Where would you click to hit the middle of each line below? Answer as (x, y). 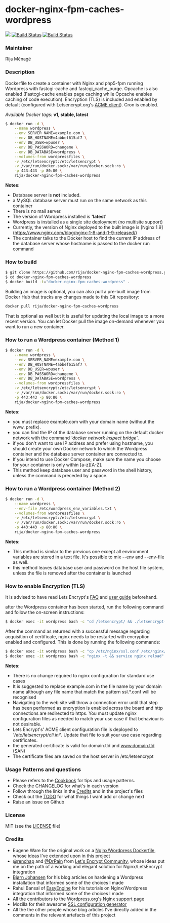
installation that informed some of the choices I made (68, 882)
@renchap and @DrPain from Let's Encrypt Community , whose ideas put (89, 861)
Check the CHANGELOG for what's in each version (66, 786)
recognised (24, 697)
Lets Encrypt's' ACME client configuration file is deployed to (75, 729)
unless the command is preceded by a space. (60, 475)
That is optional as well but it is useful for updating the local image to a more (85, 316)
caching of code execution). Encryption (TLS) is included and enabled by (81, 99)
